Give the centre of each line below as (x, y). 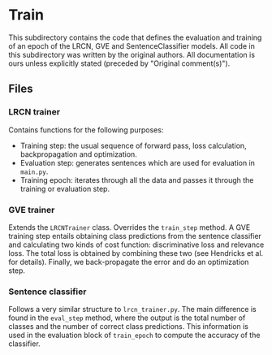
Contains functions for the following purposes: (86, 130)
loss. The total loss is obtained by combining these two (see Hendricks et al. (136, 253)
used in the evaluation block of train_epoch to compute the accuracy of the (134, 336)
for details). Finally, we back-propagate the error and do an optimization (129, 262)
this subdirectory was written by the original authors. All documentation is (132, 54)
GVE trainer (32, 210)
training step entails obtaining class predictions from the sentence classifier (135, 236)
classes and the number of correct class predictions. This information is (129, 327)
